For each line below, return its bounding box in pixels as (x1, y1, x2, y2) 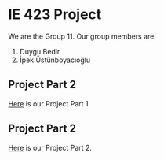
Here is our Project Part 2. (8, 143, 93, 152)
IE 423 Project (8, 6, 102, 24)
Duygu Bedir (19, 47, 60, 56)
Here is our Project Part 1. (8, 99, 91, 108)
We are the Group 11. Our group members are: (8, 32, 157, 41)
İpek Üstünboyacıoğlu (19, 55, 91, 65)
